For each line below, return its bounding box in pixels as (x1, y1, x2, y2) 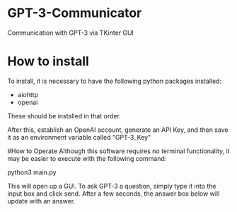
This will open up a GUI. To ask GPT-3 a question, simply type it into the (7, 182, 216, 190)
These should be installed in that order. (7, 111, 122, 120)
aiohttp (17, 90, 39, 99)
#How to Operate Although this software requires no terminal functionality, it (7, 147, 230, 155)
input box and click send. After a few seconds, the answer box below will (7, 189, 220, 198)
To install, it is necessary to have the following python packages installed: (7, 77, 221, 85)
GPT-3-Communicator (7, 5, 142, 21)
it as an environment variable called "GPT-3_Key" (7, 133, 151, 141)
